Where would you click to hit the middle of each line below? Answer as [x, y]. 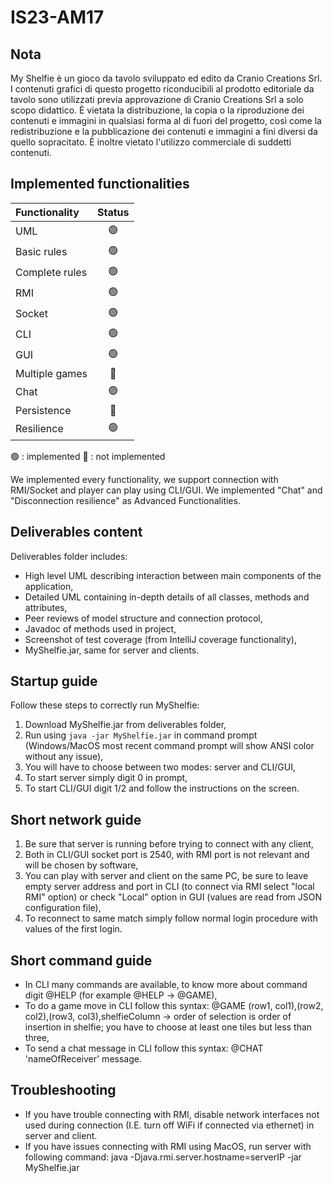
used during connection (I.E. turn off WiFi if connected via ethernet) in [169, 1125]
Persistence [43, 410]
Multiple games [51, 373]
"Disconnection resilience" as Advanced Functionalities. [125, 500]
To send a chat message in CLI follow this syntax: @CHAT [144, 1048]
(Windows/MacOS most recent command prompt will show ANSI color [169, 746]
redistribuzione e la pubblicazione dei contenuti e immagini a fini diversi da [164, 131]
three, [37, 1038]
